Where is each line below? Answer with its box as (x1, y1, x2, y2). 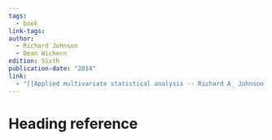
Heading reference (8, 114, 138, 133)
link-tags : (8, 27, 46, 35)
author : (8, 34, 35, 43)
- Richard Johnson (15, 42, 79, 50)
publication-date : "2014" (8, 65, 96, 73)
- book (15, 19, 38, 28)
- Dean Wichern (15, 49, 68, 57)
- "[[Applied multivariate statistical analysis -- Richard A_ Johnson (15, 79, 265, 87)
